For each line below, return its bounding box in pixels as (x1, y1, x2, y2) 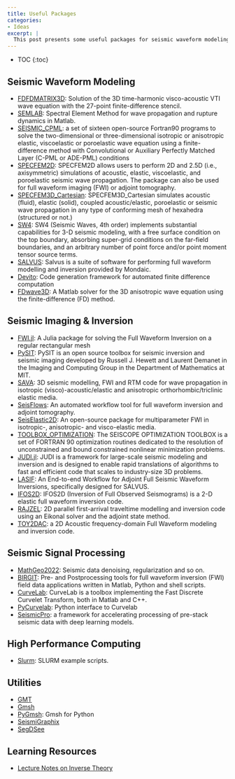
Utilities (7, 676, 42, 689)
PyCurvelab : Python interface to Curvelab (17, 603, 138, 611)
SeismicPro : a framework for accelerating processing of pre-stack (17, 610, 208, 619)
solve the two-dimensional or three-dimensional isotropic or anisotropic (17, 131, 225, 140)
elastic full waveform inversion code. (17, 497, 124, 506)
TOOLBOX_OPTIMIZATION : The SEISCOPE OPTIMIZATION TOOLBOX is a (17, 430, 228, 438)
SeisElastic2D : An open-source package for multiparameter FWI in (17, 415, 209, 424)
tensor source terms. (17, 250, 78, 259)
